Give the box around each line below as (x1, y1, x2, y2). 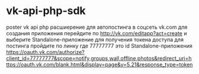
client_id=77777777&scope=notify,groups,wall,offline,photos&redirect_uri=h (6, 55, 192, 62)
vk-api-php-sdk (6, 4, 86, 18)
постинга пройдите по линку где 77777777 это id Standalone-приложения (6, 42, 192, 49)
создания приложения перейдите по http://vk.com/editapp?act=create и (6, 29, 187, 36)
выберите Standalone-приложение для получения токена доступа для (6, 36, 184, 43)
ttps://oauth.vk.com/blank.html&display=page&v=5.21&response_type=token (6, 60, 193, 68)
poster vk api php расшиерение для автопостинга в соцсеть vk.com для (6, 23, 188, 31)
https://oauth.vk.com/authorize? (6, 48, 85, 55)
